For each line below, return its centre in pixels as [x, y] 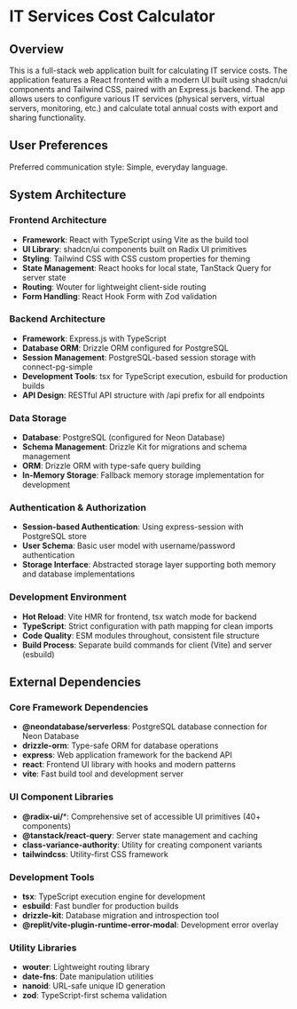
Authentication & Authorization [78, 508]
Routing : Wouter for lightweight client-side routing [114, 287]
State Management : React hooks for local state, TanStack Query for [147, 267]
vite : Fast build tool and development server [103, 774]
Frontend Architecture [58, 220]
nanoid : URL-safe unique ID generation [94, 986]
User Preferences [59, 145]
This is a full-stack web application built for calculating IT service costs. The [148, 70]
